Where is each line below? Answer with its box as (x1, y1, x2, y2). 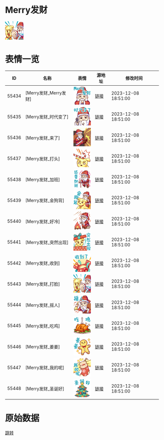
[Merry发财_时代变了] (25, 114, 69, 120)
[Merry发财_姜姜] (25, 344, 60, 350)
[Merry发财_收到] (25, 260, 60, 266)
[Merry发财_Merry (25, 90, 62, 96)
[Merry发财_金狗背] (25, 197, 64, 203)
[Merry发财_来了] (25, 135, 60, 141)
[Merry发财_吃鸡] (25, 323, 60, 329)
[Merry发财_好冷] (25, 219, 60, 224)
